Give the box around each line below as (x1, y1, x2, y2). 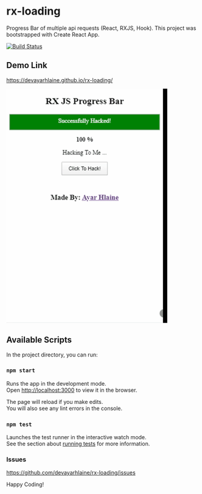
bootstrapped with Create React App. (6, 30, 100, 38)
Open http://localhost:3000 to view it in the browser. (6, 386, 138, 394)
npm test (6, 421, 32, 428)
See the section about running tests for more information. (6, 440, 150, 448)
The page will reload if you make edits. (6, 398, 103, 405)
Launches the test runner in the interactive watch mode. (6, 434, 147, 441)
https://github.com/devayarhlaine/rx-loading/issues (6, 469, 136, 476)
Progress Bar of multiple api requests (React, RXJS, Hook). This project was (6, 24, 197, 32)
